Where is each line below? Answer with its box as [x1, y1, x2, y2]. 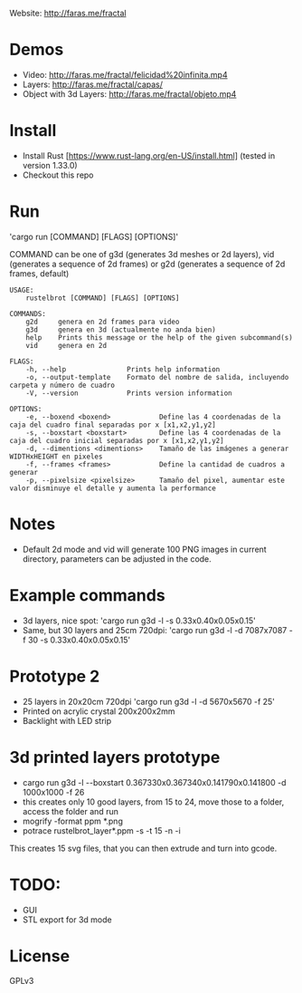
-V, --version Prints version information [25, 389, 232, 398]
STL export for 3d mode [22, 914, 112, 925]
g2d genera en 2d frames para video [25, 317, 180, 326]
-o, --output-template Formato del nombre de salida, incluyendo [25, 372, 289, 381]
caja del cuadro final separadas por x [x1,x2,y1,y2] [9, 420, 217, 429]
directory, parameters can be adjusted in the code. [22, 553, 212, 564]
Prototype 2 [9, 666, 100, 687]
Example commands [9, 584, 165, 605]
